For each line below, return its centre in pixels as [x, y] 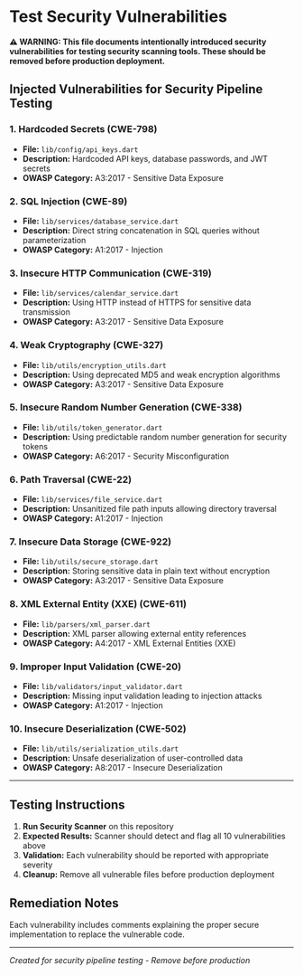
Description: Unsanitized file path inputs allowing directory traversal [149, 509]
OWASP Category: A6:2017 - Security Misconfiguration [126, 456]
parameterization [54, 240]
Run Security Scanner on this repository [98, 827]
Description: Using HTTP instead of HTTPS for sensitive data [137, 303]
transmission [46, 312]
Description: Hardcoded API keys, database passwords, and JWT [145, 158]
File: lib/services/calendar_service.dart [100, 293]
